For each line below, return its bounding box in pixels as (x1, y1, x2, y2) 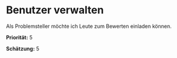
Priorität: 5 (6, 34, 33, 41)
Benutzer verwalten (6, 3, 104, 17)
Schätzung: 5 (6, 45, 40, 52)
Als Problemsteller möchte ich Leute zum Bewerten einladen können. (6, 23, 172, 30)
